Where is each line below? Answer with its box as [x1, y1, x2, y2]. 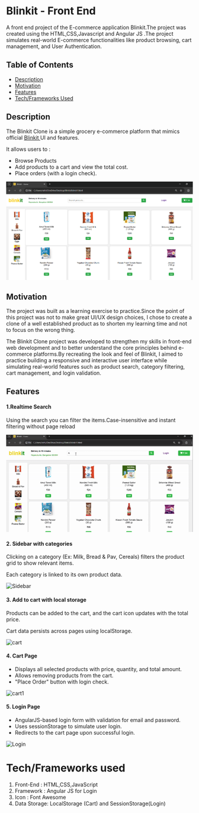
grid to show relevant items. [6, 559, 74, 567]
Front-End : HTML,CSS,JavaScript [14, 781, 98, 788]
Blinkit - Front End [6, 4, 96, 18]
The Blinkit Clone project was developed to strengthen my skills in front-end [6, 337, 192, 345]
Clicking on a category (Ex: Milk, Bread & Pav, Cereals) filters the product [6, 553, 185, 561]
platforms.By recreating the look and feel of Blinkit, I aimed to [33, 350, 183, 358]
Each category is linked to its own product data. [6, 571, 123, 578]
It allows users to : [6, 145, 51, 153]
